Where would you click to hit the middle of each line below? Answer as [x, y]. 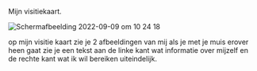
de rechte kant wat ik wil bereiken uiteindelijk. [82, 59]
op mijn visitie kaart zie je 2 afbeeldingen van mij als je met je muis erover [128, 42]
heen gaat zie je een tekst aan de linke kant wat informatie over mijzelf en [128, 50]
